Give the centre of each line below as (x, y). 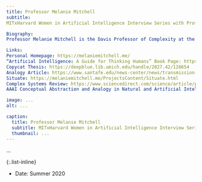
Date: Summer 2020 (40, 174)
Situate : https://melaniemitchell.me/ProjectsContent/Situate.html (93, 78)
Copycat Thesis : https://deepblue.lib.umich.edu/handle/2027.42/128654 (98, 67)
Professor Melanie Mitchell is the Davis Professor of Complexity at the (101, 40)
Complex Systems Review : (37, 84)
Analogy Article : (28, 73)
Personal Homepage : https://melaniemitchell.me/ (68, 56)
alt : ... (17, 106)
